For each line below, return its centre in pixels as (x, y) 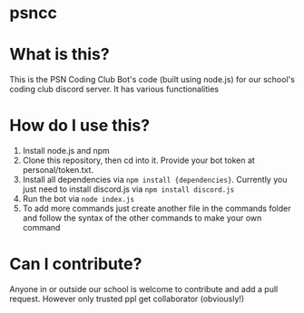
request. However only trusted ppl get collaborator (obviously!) (127, 299)
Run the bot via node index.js (78, 199)
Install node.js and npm (66, 151)
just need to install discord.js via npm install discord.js (128, 189)
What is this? (60, 55)
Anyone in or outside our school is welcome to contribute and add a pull (144, 289)
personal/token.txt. (58, 170)
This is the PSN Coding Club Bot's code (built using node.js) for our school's (152, 80)
